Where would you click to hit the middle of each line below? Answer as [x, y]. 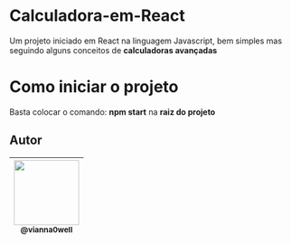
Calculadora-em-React [97, 16]
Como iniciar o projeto [94, 87]
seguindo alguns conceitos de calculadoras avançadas [113, 50]
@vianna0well [47, 230]
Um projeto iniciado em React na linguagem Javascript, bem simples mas [146, 41]
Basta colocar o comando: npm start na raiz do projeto [113, 112]
